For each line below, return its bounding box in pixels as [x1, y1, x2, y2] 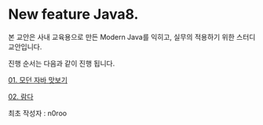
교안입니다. [8, 41, 42, 52]
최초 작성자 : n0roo [8, 108, 68, 118]
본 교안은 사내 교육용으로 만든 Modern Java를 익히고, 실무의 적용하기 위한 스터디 [8, 32, 256, 41]
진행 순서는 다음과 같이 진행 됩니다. [8, 59, 115, 68]
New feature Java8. [8, 5, 139, 23]
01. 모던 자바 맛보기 [8, 75, 68, 84]
